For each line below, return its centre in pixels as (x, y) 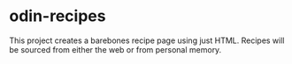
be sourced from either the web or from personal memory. (115, 49)
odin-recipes (58, 16)
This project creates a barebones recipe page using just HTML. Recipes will (147, 40)
